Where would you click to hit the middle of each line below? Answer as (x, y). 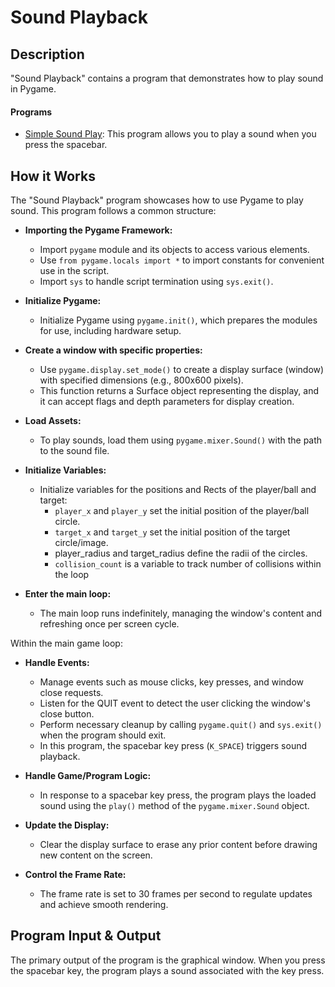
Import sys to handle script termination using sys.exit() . (156, 282)
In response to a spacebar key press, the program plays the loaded (178, 795)
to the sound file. (74, 451)
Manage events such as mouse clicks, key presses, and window (171, 682)
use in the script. (74, 271)
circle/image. (81, 543)
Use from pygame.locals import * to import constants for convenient (182, 260)
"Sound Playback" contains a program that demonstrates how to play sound (167, 78)
